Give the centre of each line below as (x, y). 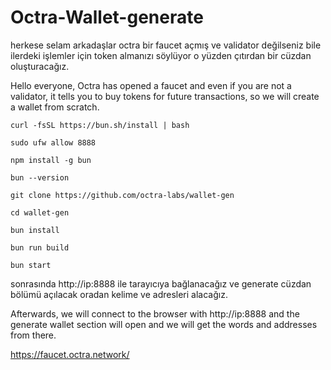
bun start (31, 265)
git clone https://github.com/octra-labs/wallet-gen (122, 195)
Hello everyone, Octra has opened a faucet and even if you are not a (151, 85)
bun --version (40, 177)
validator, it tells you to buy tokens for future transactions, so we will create (165, 96)
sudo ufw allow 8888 (53, 142)
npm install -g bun (51, 160)
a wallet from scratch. (55, 107)
